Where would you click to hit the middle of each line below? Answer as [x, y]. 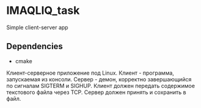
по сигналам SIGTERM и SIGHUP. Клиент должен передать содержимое [101, 86]
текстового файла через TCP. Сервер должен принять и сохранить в [96, 92]
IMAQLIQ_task [43, 11]
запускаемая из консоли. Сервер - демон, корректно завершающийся [99, 79]
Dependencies [35, 46]
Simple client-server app [37, 27]
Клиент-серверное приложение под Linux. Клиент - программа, [90, 73]
